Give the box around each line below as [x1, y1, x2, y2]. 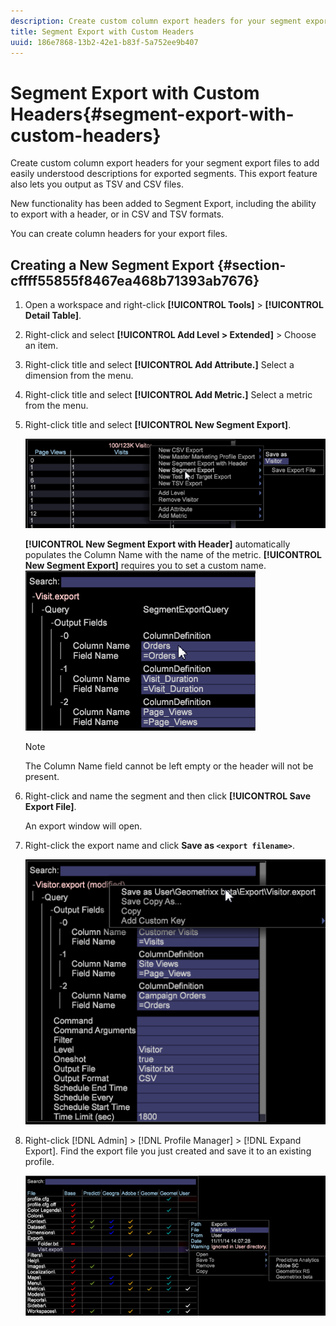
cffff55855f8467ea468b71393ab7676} [10, 272, 260, 289]
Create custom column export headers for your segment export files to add [10, 157, 320, 169]
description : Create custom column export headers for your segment [10, 16, 302, 26]
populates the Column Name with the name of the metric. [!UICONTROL [24, 549, 322, 561]
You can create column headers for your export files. [10, 228, 228, 240]
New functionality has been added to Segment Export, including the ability [10, 198, 317, 210]
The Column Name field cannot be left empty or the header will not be [24, 760, 314, 772]
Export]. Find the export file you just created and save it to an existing [24, 1145, 312, 1157]
